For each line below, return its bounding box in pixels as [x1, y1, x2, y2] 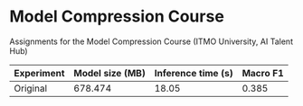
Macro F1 [241, 66, 284, 79]
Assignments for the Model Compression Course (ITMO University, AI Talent [9, 36, 294, 47]
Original [14, 82, 48, 94]
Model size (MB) [73, 66, 147, 79]
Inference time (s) [154, 66, 233, 79]
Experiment [14, 66, 65, 79]
